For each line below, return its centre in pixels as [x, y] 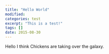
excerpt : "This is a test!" [34, 23]
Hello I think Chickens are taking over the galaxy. [55, 46]
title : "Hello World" [27, 10]
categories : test [23, 19]
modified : [15, 14]
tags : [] [14, 28]
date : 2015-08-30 [23, 32]
